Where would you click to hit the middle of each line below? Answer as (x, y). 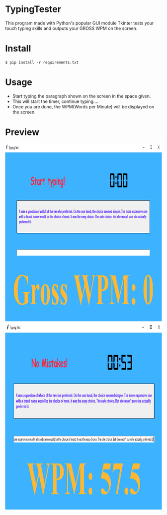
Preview (22, 132)
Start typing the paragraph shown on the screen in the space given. (82, 96)
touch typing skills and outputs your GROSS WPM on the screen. (71, 28)
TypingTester (33, 9)
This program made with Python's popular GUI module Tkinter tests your (80, 23)
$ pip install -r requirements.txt (42, 62)
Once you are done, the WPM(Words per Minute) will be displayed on (83, 106)
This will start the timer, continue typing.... (55, 101)
